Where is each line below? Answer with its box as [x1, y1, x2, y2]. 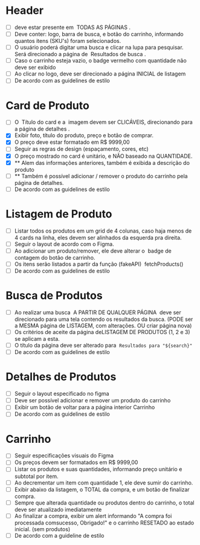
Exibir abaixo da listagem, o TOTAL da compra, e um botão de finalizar [14, 486, 190, 493]
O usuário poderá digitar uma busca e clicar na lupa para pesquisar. [14, 44, 184, 51]
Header [5, 4, 44, 18]
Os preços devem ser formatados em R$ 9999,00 [14, 459, 138, 466]
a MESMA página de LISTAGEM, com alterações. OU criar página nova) [14, 322, 192, 329]
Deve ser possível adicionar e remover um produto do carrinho [14, 397, 171, 404]
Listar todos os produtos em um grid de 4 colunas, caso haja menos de [14, 227, 192, 234]
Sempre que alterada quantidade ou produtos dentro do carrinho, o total [14, 499, 195, 506]
